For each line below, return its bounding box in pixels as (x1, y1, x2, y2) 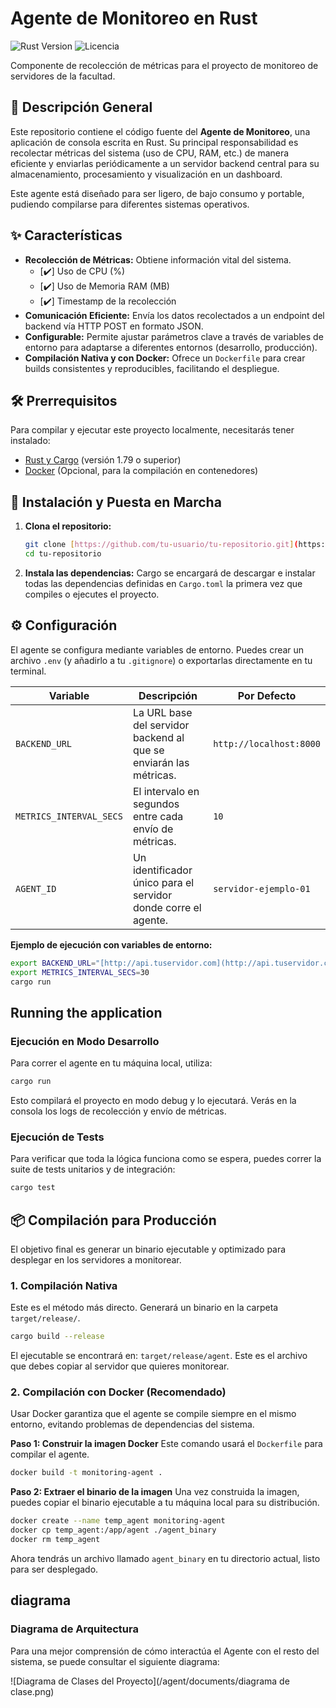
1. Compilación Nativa (10, 1278, 118, 1292)
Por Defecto (237, 688, 297, 702)
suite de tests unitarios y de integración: (10, 1163, 176, 1176)
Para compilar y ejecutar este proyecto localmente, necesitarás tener (10, 424, 295, 436)
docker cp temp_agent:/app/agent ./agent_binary (10, 1525, 217, 1536)
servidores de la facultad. (10, 70, 116, 82)
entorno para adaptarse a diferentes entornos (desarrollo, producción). (24, 341, 318, 353)
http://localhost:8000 (213, 738, 321, 749)
